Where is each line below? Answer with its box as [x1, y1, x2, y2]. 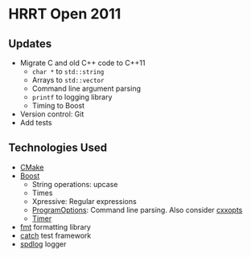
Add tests [19, 118, 52, 127]
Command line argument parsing [31, 84, 141, 93]
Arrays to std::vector [31, 75, 105, 84]
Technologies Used [8, 141, 107, 155]
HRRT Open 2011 [8, 5, 121, 23]
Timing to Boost [31, 101, 85, 110]
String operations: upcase [31, 179, 118, 189]
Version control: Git [19, 109, 84, 119]
